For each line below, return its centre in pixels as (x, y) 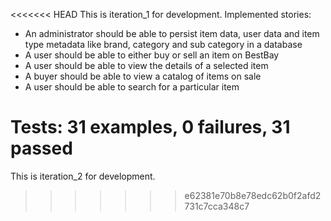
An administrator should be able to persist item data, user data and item (172, 33)
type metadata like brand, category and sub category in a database (163, 44)
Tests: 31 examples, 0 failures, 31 (150, 127)
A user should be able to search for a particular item (132, 87)
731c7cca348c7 (217, 206)
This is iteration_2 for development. (83, 176)
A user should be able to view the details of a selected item (146, 65)
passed (41, 148)
